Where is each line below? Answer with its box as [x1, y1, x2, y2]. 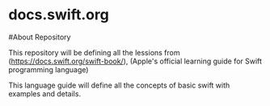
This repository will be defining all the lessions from [8, 47, 180, 57]
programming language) [8, 64, 89, 74]
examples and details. [8, 88, 82, 98]
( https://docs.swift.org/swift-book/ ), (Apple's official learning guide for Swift [8, 56, 263, 66]
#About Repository [8, 32, 71, 42]
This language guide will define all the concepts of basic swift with [8, 80, 230, 90]
